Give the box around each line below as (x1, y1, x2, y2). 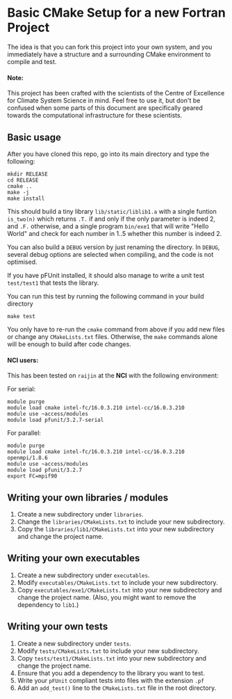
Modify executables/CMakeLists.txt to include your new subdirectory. (17, 578, 218, 586)
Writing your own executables (7, 552, 140, 565)
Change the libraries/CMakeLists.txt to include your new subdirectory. (17, 517, 225, 526)
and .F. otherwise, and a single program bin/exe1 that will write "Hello (7, 221, 209, 230)
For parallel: (7, 429, 42, 437)
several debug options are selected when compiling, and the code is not (7, 250, 214, 258)
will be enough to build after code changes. (7, 340, 132, 348)
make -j (7, 189, 30, 196)
